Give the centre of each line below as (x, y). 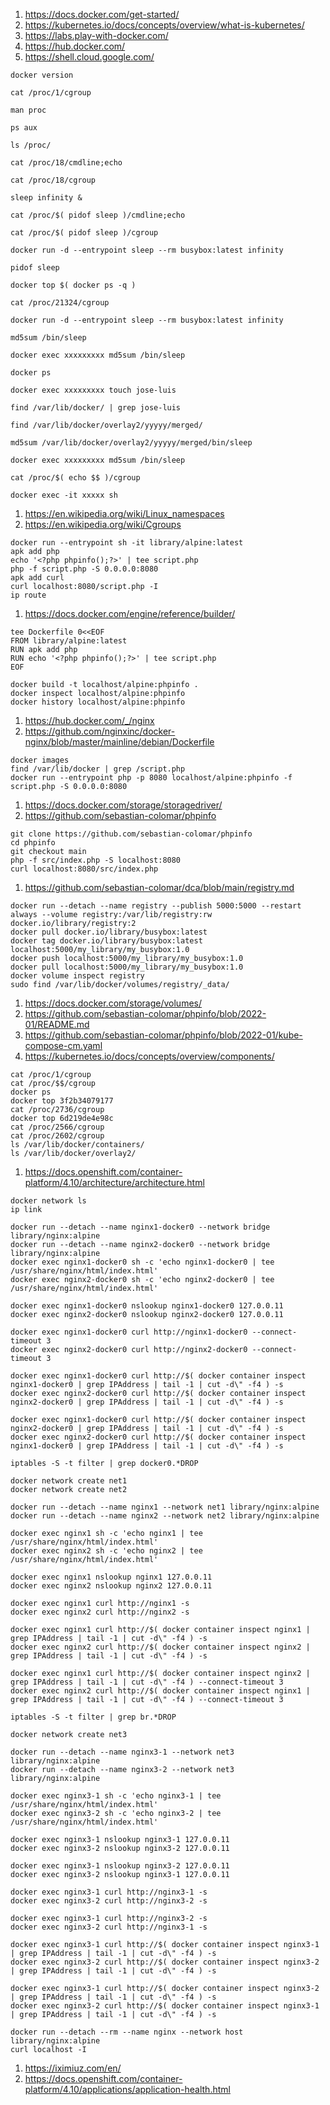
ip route (28, 595)
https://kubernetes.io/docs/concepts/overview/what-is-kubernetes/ (164, 25)
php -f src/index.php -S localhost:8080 (96, 860)
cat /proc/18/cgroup (53, 180)
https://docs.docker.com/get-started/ (102, 14)
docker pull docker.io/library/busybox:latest (109, 932)
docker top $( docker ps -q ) (73, 285)
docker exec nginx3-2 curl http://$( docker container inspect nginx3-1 (165, 2006)
